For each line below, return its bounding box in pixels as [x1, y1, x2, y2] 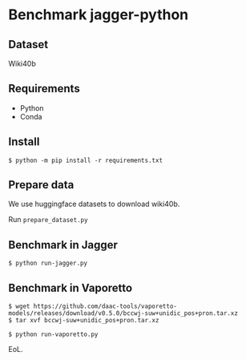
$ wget [8, 302, 30, 310]
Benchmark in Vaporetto [8, 281, 133, 294]
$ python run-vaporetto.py [8, 330, 99, 338]
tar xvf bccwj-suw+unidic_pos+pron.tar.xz [15, 317, 159, 325]
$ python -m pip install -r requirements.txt [8, 156, 163, 164]
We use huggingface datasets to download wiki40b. [8, 199, 180, 209]
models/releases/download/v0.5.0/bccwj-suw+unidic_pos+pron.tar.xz [8, 309, 239, 318]
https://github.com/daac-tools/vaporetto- [33, 302, 178, 310]
